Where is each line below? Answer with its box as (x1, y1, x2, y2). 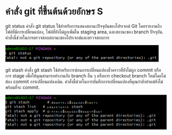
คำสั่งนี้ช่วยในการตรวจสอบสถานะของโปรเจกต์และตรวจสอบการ (5, 34, 110, 41)
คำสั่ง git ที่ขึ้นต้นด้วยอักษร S (5, 6, 103, 17)
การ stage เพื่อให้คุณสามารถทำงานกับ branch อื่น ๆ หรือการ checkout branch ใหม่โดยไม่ (5, 72, 166, 79)
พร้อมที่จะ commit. (5, 84, 40, 90)
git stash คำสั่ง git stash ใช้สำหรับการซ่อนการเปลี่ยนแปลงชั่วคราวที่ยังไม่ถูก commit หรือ (5, 67, 161, 73)
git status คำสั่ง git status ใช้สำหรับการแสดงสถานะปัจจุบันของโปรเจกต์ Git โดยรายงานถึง (5, 23, 162, 29)
